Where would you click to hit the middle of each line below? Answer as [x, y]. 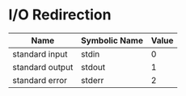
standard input [40, 54]
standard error [40, 80]
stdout [93, 67]
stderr [92, 80]
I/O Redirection [60, 15]
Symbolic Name [112, 40]
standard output [43, 67]
